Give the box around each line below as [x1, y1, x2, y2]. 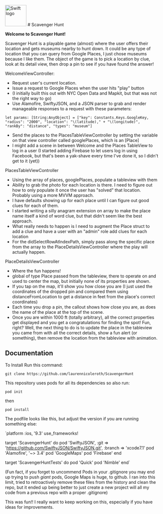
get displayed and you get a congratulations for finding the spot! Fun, [12, 320, 151, 325]
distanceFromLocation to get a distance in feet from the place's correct [12, 294, 155, 299]
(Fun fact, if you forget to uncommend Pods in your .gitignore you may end [5, 469, 155, 475]
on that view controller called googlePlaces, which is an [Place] [12, 137, 140, 143]
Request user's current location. [12, 80, 77, 86]
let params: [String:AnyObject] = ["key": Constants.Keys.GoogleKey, [5, 115, 149, 120]
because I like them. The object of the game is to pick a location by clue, [5, 56, 150, 62]
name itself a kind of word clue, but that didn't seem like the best [12, 213, 143, 219]
